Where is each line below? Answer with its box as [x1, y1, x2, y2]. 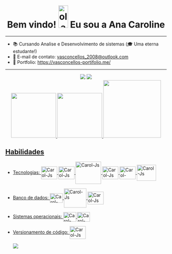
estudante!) [12, 48, 37, 54]
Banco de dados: [12, 194, 49, 200]
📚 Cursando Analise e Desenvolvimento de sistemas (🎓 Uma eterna [12, 41, 159, 47]
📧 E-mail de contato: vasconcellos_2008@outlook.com [12, 54, 129, 60]
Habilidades [5, 148, 45, 156]
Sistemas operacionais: [12, 213, 62, 219]
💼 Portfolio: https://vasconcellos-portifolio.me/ [12, 59, 111, 65]
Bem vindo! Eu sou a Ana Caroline [7, 19, 165, 31]
